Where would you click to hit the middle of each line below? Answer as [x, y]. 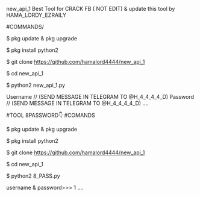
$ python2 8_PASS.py [33, 176]
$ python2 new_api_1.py [36, 85]
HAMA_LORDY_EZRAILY [36, 15]
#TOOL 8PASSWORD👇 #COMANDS [51, 115]
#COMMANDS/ [25, 27]
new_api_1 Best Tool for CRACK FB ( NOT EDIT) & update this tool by [91, 9]
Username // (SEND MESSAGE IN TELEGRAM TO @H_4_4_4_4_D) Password [100, 97]
